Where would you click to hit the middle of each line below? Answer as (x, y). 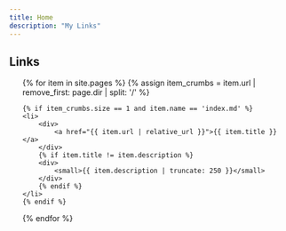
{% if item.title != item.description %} (116, 155)
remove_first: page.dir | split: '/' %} (86, 92)
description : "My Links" (55, 26)
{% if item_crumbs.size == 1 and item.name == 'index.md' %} (138, 109)
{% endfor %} (48, 219)
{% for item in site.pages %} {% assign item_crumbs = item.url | (139, 83)
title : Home (31, 17)
